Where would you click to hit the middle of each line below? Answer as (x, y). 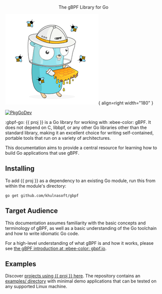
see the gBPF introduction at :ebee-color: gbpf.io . (56, 248)
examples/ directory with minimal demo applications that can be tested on (81, 281)
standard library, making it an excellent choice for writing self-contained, (80, 133)
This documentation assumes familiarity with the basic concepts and (76, 223)
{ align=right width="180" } (126, 103)
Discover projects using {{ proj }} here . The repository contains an (73, 276)
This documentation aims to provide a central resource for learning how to (81, 148)
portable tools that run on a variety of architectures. (58, 138)
